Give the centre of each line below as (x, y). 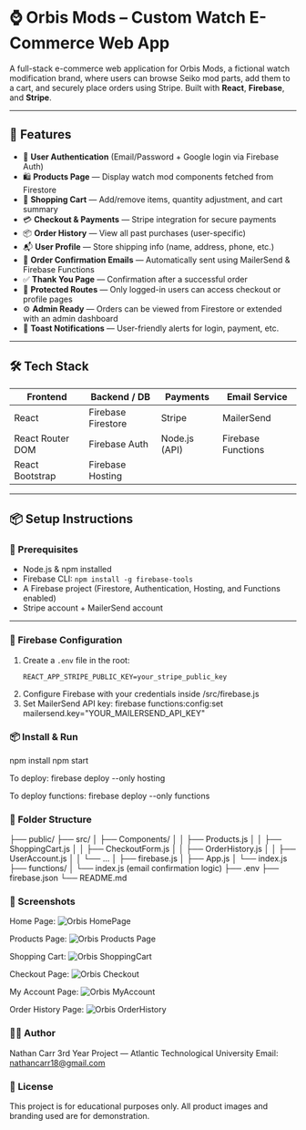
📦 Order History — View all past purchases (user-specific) (134, 232)
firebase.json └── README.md (68, 878)
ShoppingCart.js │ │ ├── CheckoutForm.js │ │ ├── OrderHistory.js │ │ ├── (153, 849)
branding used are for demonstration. (80, 1116)
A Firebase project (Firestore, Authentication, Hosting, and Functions (151, 589)
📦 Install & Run (44, 737)
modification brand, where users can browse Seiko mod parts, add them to (150, 77)
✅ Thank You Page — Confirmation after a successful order (135, 279)
